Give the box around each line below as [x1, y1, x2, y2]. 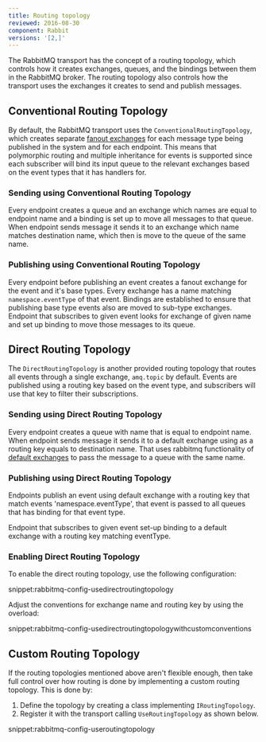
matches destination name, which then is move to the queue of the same [8, 231, 246, 240]
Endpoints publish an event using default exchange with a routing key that [8, 490, 250, 500]
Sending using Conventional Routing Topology [8, 187, 192, 198]
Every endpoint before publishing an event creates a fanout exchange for [8, 277, 248, 287]
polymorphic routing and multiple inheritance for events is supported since [8, 150, 253, 160]
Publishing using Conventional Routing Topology [8, 260, 201, 271]
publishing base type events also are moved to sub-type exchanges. [8, 303, 233, 312]
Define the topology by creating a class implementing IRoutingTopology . [19, 701, 256, 710]
